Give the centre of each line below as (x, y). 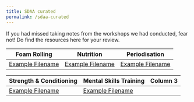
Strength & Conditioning (43, 80)
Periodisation (145, 54)
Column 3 (164, 80)
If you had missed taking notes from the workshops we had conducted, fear (97, 33)
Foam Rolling (34, 54)
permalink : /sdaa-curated (37, 17)
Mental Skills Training (114, 80)
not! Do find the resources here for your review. (63, 40)
